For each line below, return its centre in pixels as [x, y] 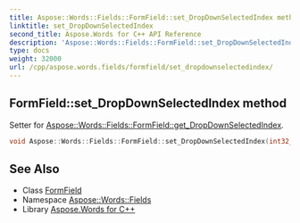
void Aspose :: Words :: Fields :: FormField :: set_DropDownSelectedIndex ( [139, 141]
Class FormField [52, 190]
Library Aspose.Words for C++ [79, 210]
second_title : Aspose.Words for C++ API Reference [105, 34]
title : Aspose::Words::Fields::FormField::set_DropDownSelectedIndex [142, 17]
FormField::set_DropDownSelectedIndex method [148, 103]
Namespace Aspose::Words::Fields [87, 200]
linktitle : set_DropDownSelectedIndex [81, 26]
